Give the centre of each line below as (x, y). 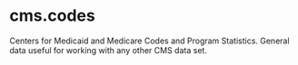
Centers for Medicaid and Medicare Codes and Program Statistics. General (149, 41)
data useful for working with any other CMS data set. (108, 50)
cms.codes (52, 16)
